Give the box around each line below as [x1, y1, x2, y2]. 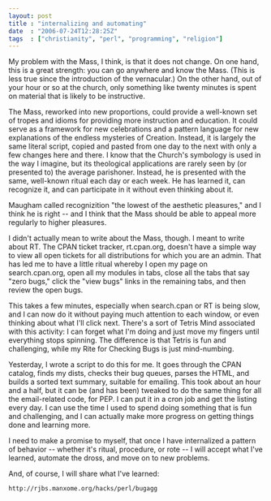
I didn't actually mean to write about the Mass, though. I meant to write [8, 233, 245, 244]
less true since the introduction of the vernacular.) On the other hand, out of [8, 74, 262, 84]
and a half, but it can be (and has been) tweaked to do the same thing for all [8, 386, 262, 395]
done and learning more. [8, 420, 91, 430]
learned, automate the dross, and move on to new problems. [8, 453, 210, 463]
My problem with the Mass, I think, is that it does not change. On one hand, [8, 57, 260, 67]
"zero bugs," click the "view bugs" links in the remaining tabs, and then [8, 277, 246, 287]
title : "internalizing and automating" [8, 19, 148, 28]
